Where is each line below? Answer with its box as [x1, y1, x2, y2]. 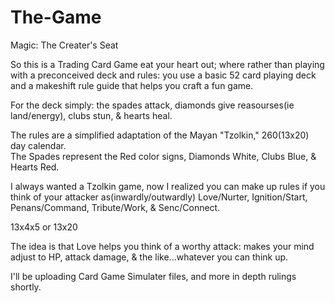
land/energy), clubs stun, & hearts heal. [10, 109, 173, 121]
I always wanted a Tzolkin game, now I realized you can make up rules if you [10, 180, 326, 192]
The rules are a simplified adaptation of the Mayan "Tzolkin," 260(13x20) [10, 129, 310, 141]
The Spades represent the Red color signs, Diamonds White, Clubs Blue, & [10, 150, 317, 162]
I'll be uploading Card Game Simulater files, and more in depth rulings [10, 270, 297, 282]
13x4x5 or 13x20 [10, 221, 78, 233]
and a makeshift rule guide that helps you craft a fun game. [10, 79, 254, 91]
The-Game [10, 6, 102, 29]
